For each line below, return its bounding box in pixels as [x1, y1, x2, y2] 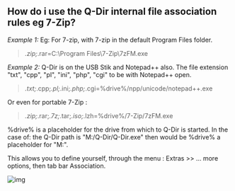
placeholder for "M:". [7, 140, 69, 149]
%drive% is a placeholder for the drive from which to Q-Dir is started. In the [7, 125, 229, 134]
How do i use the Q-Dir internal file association [7, 6, 217, 18]
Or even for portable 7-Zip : [7, 98, 88, 106]
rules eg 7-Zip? [7, 17, 76, 29]
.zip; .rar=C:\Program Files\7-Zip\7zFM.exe [24, 49, 149, 57]
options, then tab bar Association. [7, 161, 106, 170]
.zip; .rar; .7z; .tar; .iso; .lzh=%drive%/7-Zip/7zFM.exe [24, 111, 173, 120]
